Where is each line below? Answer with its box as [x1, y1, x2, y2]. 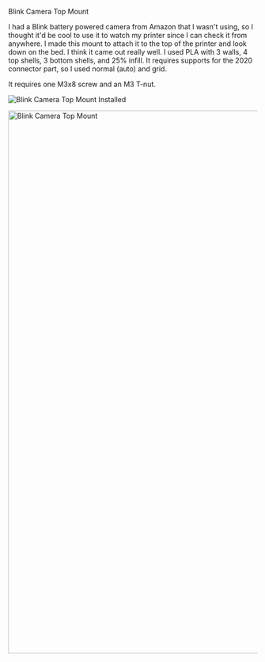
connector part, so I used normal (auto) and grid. [8, 64, 168, 74]
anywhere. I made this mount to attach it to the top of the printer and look [8, 39, 248, 48]
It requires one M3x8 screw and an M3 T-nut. [8, 79, 157, 89]
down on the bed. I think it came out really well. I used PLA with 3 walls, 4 [8, 48, 248, 56]
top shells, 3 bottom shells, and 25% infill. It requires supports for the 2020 [8, 55, 253, 65]
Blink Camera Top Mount [8, 7, 89, 16]
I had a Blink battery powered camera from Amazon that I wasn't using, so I [8, 22, 254, 31]
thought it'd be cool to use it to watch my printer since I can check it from [8, 31, 248, 40]
